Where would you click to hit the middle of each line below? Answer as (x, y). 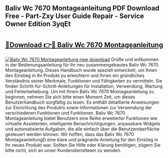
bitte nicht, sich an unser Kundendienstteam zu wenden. (63, 150)
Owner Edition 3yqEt (38, 24)
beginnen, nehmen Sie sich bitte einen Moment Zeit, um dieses (70, 97)
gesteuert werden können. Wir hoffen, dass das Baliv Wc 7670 (70, 134)
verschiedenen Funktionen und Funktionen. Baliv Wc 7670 (65, 113)
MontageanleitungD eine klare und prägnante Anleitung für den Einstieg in (82, 140)
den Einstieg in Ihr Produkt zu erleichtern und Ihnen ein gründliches (75, 75)
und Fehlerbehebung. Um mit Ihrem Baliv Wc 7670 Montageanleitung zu (80, 92)
